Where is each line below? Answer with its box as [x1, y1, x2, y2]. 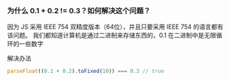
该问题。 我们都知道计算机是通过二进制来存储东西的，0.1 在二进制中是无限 [7, 31, 216, 39]
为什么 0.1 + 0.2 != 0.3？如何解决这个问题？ [7, 5, 151, 15]
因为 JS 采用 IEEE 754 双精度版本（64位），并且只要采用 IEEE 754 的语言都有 [7, 22, 224, 31]
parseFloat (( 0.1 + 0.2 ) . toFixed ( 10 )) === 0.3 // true [7, 68, 165, 75]
